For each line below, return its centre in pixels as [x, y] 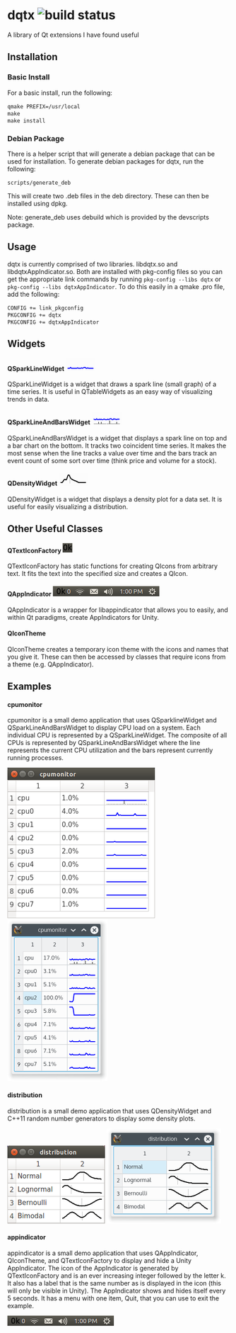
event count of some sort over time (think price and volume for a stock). [112, 460]
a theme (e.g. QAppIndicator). [51, 664]
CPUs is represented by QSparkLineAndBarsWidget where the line [104, 743]
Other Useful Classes [55, 529]
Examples [29, 687]
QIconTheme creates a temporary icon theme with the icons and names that [118, 649]
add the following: [34, 294]
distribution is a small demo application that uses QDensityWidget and [110, 1111]
